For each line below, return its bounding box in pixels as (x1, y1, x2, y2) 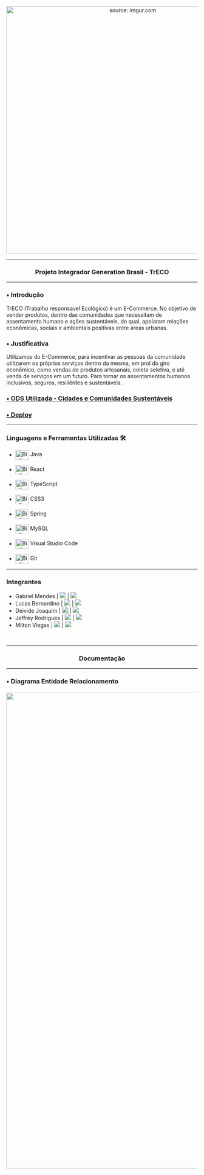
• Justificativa (6, 339, 49, 348)
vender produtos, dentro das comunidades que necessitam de (6, 311, 162, 319)
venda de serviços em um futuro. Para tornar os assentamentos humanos (6, 372, 191, 379)
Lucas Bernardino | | (15, 599, 74, 607)
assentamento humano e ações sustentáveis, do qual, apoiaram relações (6, 317, 189, 325)
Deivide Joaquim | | (15, 607, 72, 614)
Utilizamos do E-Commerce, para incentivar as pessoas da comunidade (6, 353, 186, 360)
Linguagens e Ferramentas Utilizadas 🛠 (6, 434, 126, 442)
